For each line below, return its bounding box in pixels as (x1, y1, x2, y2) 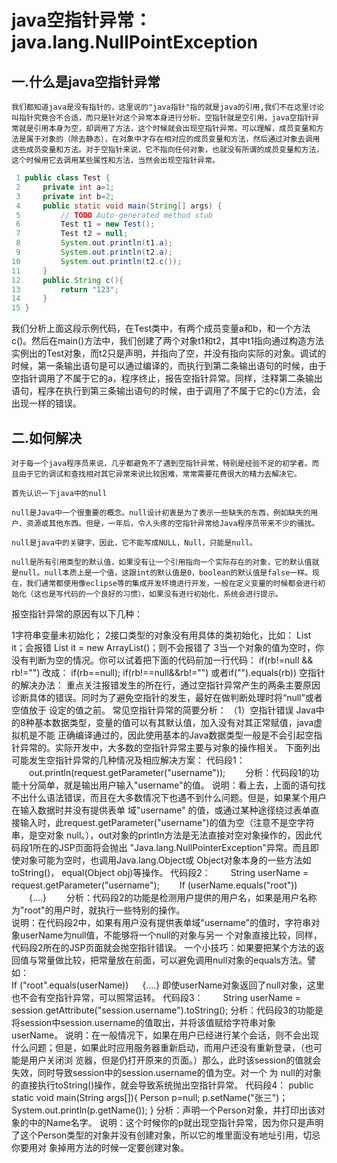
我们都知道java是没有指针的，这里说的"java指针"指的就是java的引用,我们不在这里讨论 (11, 102, 324, 112)
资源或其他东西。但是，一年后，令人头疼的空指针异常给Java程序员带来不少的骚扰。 (25, 518, 320, 528)
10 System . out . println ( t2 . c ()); (11, 256, 183, 266)
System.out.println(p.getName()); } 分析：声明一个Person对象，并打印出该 (11, 1104, 317, 1116)
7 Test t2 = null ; (15, 229, 129, 239)
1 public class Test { (15, 173, 111, 183)
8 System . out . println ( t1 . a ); (15, 238, 173, 248)
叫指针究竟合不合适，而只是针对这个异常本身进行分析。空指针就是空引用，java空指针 (11, 113, 313, 123)
